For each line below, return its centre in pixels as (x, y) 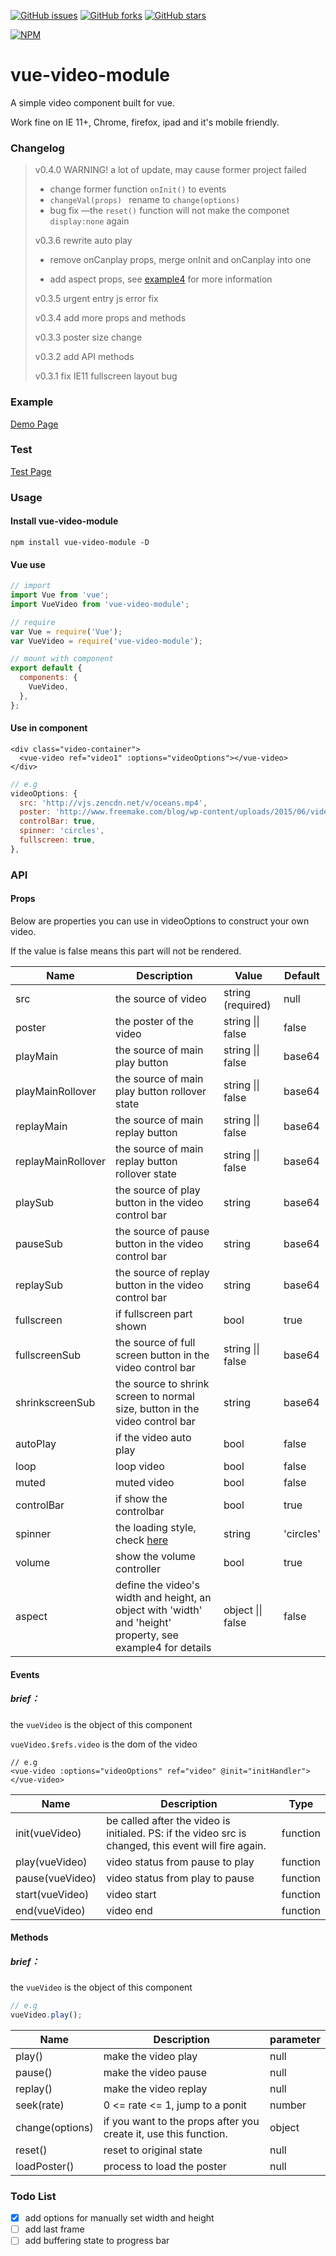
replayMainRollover (61, 1161)
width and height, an (163, 1597)
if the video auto (153, 1437)
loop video (140, 1466)
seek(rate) (40, 2105)
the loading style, (156, 1527)
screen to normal (155, 1396)
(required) (247, 1005)
